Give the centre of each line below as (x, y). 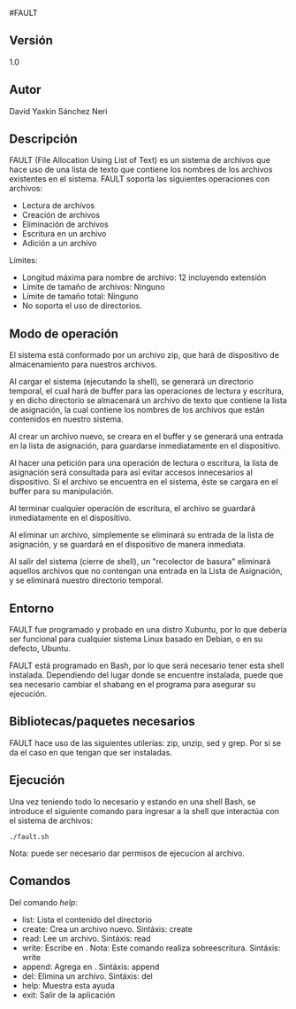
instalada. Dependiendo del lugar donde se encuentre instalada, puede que (146, 675)
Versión (31, 40)
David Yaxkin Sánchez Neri (58, 111)
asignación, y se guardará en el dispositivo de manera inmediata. (127, 545)
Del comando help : (43, 902)
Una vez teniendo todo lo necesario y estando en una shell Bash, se (133, 802)
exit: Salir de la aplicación (68, 995)
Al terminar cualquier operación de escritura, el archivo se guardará (133, 508)
